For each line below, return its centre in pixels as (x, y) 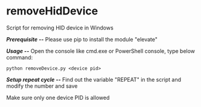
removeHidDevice (52, 11)
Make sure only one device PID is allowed (58, 97)
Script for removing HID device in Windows (60, 28)
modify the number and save (42, 86)
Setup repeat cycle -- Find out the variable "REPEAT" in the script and (94, 79)
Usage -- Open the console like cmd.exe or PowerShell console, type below (101, 51)
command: (20, 57)
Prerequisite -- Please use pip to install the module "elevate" (82, 39)
